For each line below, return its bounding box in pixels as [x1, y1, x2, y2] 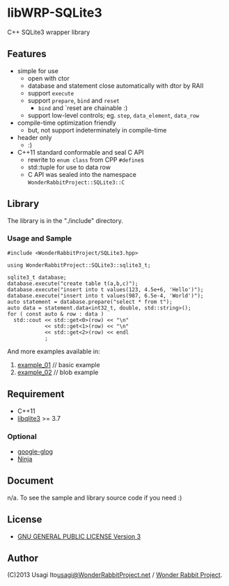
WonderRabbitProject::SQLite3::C [27, 179, 125, 186]
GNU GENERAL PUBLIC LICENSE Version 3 [17, 532, 141, 541]
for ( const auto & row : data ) [7, 310, 104, 318]
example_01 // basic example [17, 360, 100, 369]
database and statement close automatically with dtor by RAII [27, 82, 204, 90]
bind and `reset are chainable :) [38, 103, 128, 112]
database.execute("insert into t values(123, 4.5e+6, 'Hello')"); [7, 286, 204, 293]
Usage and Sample [7, 233, 72, 243]
